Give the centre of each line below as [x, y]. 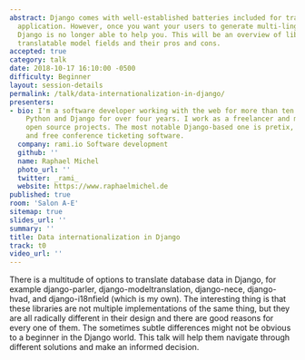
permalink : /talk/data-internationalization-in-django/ [117, 93]
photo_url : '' [44, 170]
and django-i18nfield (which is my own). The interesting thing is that [159, 299]
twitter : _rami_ [48, 178]
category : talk [38, 60]
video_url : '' [36, 254]
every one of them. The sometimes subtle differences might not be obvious [150, 328]
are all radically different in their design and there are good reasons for [142, 318]
